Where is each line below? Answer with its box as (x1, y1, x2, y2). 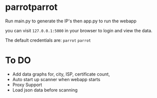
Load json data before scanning (12, 87, 78, 93)
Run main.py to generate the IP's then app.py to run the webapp (5, 18, 137, 24)
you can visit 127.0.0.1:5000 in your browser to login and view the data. (5, 27, 153, 33)
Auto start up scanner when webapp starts (12, 76, 101, 82)
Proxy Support (12, 82, 42, 88)
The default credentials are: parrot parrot (5, 37, 91, 43)
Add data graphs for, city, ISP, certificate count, (12, 71, 110, 77)
